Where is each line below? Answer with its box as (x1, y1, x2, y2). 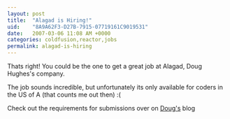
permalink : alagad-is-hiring (7, 43, 92, 50)
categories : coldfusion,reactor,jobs (7, 36, 117, 43)
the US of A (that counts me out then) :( (7, 90, 121, 99)
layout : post (7, 10, 45, 17)
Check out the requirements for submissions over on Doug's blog (7, 104, 196, 112)
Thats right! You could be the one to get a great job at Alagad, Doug (7, 62, 203, 70)
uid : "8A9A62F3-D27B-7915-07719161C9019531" (7, 23, 149, 30)
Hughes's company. (7, 69, 65, 78)
